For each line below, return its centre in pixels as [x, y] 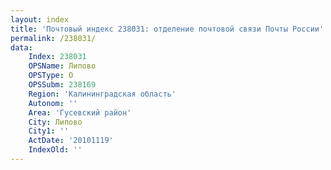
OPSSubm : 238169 [62, 85]
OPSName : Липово [62, 66]
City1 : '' [49, 131]
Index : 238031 [57, 57]
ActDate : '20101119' [71, 141]
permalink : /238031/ [53, 38]
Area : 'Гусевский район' [80, 112]
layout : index [40, 19]
